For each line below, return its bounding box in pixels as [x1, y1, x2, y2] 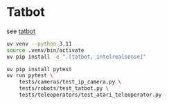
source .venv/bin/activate [6, 46, 84, 54]
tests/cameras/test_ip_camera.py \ [19, 79, 122, 86]
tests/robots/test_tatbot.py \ [19, 85, 109, 92]
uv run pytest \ [6, 72, 53, 79]
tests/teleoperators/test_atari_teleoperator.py [19, 91, 162, 99]
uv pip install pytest [6, 66, 72, 73]
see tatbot [6, 27, 36, 35]
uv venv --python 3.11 [6, 40, 72, 47]
